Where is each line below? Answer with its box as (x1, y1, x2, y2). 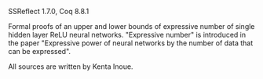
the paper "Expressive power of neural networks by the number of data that (8, 38, 254, 48)
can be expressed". (8, 47, 71, 56)
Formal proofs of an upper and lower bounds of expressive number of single (8, 22, 255, 31)
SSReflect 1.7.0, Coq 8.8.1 (8, 7, 89, 16)
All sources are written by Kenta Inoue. (8, 62, 133, 71)
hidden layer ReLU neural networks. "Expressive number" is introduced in (8, 31, 247, 39)
